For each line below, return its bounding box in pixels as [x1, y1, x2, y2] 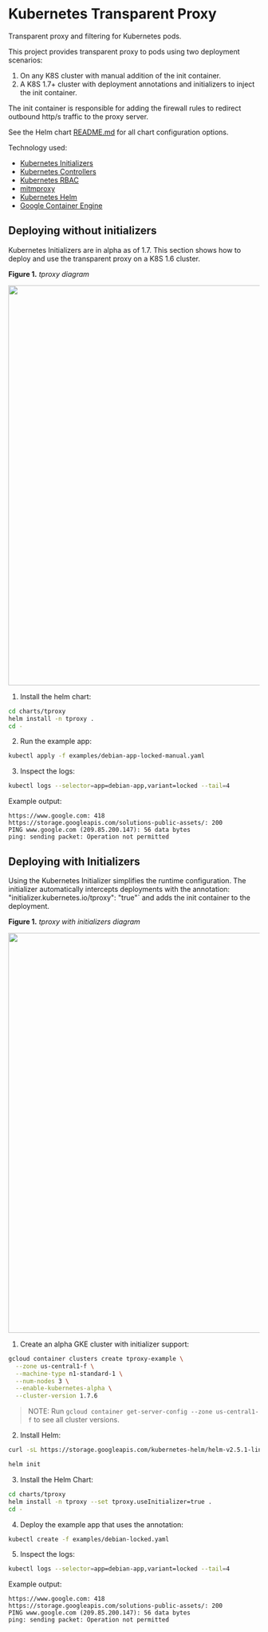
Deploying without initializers [8, 224, 157, 238]
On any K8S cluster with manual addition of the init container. [19, 70, 222, 80]
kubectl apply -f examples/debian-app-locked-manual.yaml [8, 752, 205, 760]
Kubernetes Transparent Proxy [8, 5, 217, 23]
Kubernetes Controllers [19, 166, 97, 176]
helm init [8, 1461, 41, 1469]
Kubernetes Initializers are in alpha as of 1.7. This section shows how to [8, 245, 242, 254]
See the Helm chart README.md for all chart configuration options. [8, 127, 229, 137]
